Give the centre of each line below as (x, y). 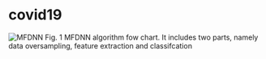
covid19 (35, 15)
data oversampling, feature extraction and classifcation (101, 45)
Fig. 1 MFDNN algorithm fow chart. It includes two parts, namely (152, 37)
